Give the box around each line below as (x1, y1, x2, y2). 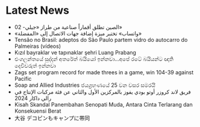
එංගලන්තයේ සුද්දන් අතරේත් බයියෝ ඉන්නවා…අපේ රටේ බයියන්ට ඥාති (14, 55, 174, 62)
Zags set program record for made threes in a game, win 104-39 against (14, 68, 194, 75)
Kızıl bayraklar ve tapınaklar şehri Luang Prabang (14, 49, 137, 56)
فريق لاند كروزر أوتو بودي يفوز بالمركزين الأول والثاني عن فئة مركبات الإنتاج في (14, 88, 191, 95)
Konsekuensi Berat (14, 107, 61, 114)
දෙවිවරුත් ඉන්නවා (14, 62, 56, 69)
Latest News (5, 4, 70, 17)
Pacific (14, 75, 32, 82)
